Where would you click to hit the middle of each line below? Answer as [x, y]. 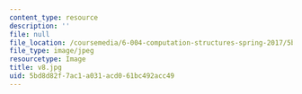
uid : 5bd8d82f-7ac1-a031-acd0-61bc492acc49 [92, 76]
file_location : [38, 43]
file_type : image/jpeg [52, 51]
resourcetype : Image [48, 59]
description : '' [40, 26]
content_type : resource [54, 17]
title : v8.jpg [36, 68]
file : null [30, 34]
